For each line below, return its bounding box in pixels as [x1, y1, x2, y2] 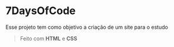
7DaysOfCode [5, 4, 76, 18]
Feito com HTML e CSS [19, 35, 77, 42]
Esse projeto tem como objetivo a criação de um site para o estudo [5, 23, 169, 31]
